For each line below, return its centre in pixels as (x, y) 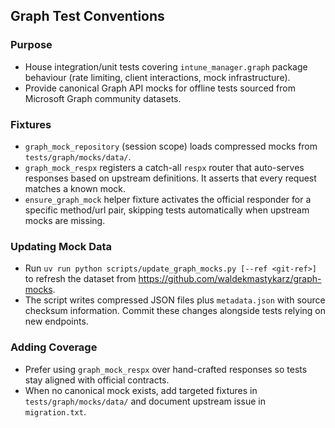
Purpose (31, 45)
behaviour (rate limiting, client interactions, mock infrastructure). (157, 77)
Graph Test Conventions (87, 16)
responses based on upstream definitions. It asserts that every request (170, 178)
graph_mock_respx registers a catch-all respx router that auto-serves (164, 167)
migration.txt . (55, 411)
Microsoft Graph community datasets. (103, 98)
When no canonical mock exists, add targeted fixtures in (141, 390)
